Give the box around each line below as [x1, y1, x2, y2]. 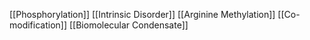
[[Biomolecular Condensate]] [68, 19, 189, 31]
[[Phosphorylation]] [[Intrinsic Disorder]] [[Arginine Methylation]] [9, 9, 276, 20]
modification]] [9, 19, 68, 31]
